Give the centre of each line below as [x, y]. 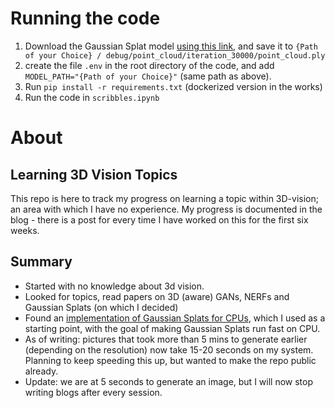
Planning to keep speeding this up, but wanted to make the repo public [170, 360]
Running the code [85, 18]
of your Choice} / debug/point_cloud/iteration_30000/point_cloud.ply [175, 55]
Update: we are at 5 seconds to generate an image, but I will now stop [169, 381]
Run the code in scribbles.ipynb [92, 97]
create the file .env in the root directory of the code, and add [149, 65]
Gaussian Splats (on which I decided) [101, 307]
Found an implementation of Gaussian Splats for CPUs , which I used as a [175, 318]
